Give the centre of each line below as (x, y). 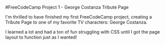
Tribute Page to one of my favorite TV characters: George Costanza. (76, 22)
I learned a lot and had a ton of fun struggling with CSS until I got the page (83, 32)
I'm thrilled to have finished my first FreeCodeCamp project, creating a (79, 17)
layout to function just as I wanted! (41, 37)
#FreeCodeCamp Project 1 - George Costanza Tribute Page (67, 7)
